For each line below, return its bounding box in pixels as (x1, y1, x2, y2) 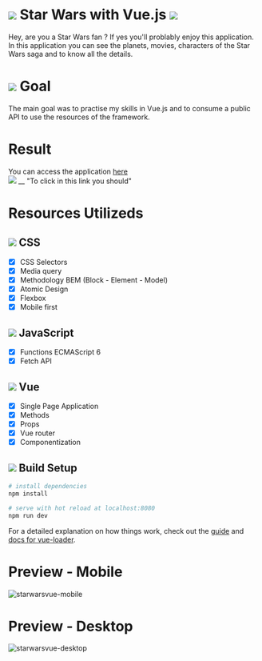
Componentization (19, 438, 81, 447)
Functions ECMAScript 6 (19, 347, 101, 357)
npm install (8, 490, 48, 498)
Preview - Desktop (8, 617, 133, 635)
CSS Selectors (19, 257, 68, 266)
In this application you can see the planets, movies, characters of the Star (8, 40, 250, 50)
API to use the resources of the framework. (8, 112, 150, 122)
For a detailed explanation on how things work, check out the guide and (8, 526, 244, 535)
